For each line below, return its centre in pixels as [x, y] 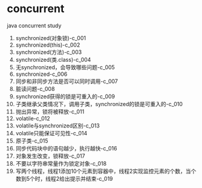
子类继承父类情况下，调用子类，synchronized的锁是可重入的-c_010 [99, 104]
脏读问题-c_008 [35, 89]
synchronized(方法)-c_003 [49, 52]
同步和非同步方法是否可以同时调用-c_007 [67, 81]
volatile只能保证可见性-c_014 [51, 133]
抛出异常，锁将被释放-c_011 [50, 112]
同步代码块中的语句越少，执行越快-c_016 [66, 148]
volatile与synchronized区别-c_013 [58, 126]
